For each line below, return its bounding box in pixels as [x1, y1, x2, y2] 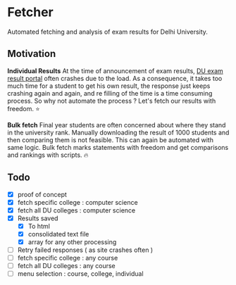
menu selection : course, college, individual [17, 270, 144, 278]
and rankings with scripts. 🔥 [7, 151, 89, 159]
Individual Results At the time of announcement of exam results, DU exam [7, 66, 223, 75]
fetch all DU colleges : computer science [17, 205, 136, 215]
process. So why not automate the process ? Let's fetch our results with [7, 96, 216, 105]
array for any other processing [27, 237, 117, 246]
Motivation [7, 48, 56, 60]
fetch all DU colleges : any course [17, 262, 116, 270]
